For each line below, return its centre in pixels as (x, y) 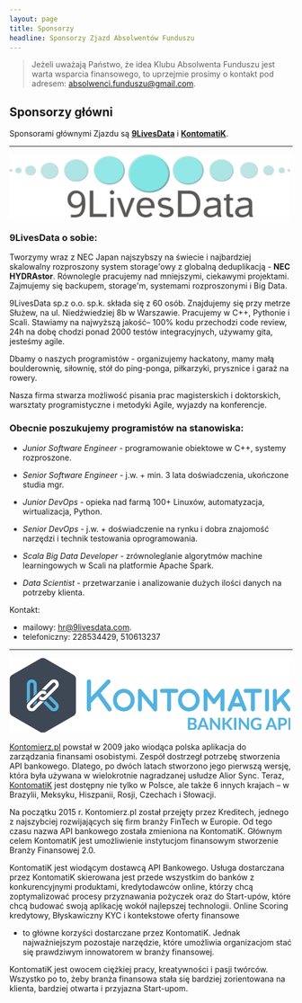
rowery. (23, 378)
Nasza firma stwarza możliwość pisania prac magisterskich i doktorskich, (145, 395)
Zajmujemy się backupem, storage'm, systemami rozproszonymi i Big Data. (148, 286)
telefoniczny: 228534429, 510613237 (91, 636)
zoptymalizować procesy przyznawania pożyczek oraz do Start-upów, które (150, 896)
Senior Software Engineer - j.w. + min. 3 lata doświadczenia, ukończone (155, 475)
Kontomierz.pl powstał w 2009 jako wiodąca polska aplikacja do (128, 747)
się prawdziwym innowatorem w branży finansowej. (118, 952)
